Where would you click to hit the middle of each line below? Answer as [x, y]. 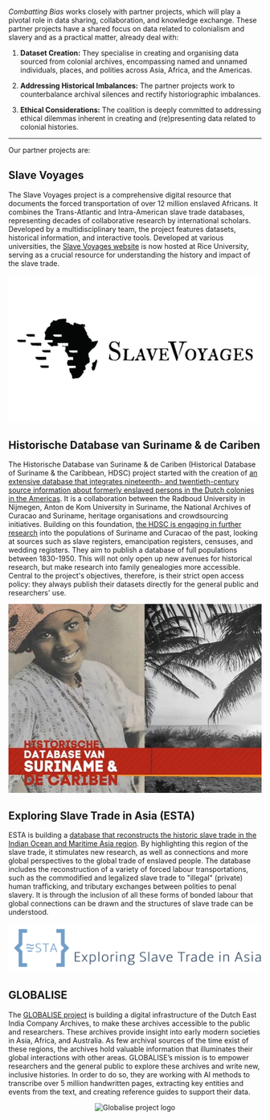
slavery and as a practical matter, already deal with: [94, 37]
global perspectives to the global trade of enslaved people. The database [130, 861]
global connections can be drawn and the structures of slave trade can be [131, 904]
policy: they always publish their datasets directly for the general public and [133, 584]
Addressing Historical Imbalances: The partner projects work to [127, 85]
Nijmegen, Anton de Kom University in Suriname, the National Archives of [130, 508]
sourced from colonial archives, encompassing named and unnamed [133, 61]
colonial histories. [49, 127]
